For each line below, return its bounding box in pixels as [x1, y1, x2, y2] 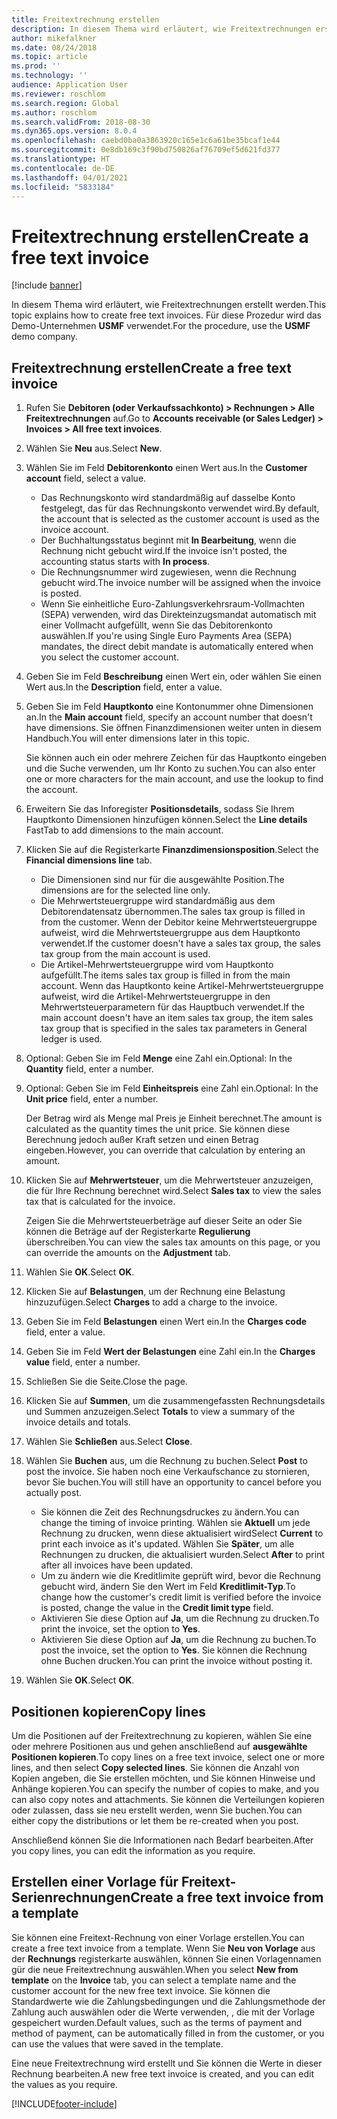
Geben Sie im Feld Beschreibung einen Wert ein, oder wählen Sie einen [25, 671, 322, 683]
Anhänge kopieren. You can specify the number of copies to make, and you [11, 1782, 320, 1795]
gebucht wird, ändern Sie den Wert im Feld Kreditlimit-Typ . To [40, 1581, 296, 1593]
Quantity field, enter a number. [25, 1063, 154, 1075]
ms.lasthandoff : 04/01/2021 [11, 172, 129, 183]
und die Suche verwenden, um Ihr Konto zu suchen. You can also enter [25, 762, 316, 775]
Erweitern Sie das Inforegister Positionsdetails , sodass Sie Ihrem [25, 803, 295, 815]
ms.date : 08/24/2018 [11, 42, 98, 53]
